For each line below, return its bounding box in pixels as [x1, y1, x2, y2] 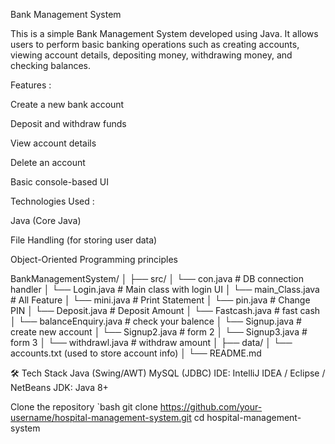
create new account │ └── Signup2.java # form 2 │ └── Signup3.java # [10, 326, 308, 338]
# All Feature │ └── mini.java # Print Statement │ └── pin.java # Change [10, 294, 311, 306]
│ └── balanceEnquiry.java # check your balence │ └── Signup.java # [10, 315, 302, 327]
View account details [10, 137, 97, 149]
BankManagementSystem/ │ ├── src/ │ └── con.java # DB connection [10, 273, 304, 284]
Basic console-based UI [10, 176, 109, 188]
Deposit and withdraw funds [10, 118, 127, 129]
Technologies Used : [10, 195, 95, 207]
